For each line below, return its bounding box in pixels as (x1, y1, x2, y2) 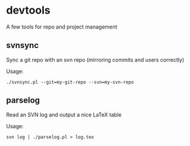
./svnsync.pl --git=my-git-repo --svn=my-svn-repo (6, 79, 134, 85)
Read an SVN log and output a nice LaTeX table (6, 111, 122, 118)
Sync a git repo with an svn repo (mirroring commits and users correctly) (6, 56, 185, 63)
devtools (6, 4, 50, 17)
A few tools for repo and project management (6, 23, 118, 30)
